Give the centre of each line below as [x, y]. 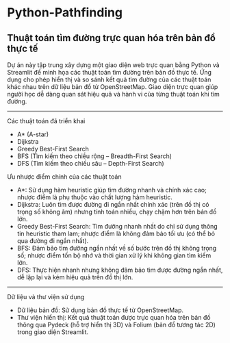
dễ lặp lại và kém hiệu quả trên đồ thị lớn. [75, 277]
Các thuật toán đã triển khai [46, 121]
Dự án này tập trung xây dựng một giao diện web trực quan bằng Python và [114, 65]
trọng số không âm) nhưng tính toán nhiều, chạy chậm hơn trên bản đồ [117, 212]
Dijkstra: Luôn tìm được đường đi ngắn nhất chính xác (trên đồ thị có [113, 204]
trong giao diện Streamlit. [53, 332]
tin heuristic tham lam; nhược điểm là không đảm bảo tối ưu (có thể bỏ [116, 233]
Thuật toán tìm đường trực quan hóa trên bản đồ [111, 38]
